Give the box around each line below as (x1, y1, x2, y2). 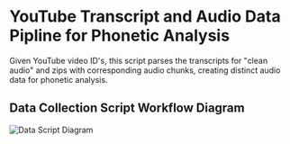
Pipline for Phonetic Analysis (9, 25, 231, 46)
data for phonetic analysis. (9, 74, 108, 85)
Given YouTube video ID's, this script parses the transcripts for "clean (9, 55, 268, 66)
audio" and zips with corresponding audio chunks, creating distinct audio (9, 65, 281, 76)
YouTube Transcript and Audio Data (9, 6, 281, 27)
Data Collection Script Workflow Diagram (9, 101, 245, 116)
